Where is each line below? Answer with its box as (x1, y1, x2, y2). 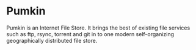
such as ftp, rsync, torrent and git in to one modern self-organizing (6, 30, 175, 37)
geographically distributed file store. (6, 37, 98, 44)
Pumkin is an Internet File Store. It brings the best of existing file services (6, 24, 191, 31)
